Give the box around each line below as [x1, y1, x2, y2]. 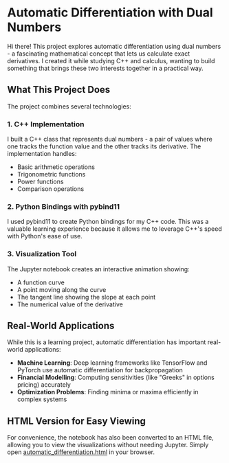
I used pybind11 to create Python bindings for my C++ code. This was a [7, 218, 209, 226]
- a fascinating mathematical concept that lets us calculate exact [7, 49, 190, 58]
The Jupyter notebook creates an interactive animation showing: [7, 264, 190, 273]
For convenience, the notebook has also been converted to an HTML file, [7, 433, 215, 442]
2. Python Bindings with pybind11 [7, 201, 120, 211]
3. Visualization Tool [7, 249, 77, 259]
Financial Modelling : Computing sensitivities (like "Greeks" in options [17, 373, 215, 382]
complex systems [17, 395, 67, 403]
